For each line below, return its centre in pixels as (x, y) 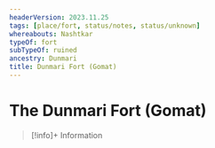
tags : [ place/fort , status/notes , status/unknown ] (105, 26)
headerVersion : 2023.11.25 (59, 17)
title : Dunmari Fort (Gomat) (63, 67)
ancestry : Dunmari (43, 58)
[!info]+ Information (67, 135)
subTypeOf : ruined (43, 51)
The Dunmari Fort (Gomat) (108, 111)
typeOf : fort (33, 42)
